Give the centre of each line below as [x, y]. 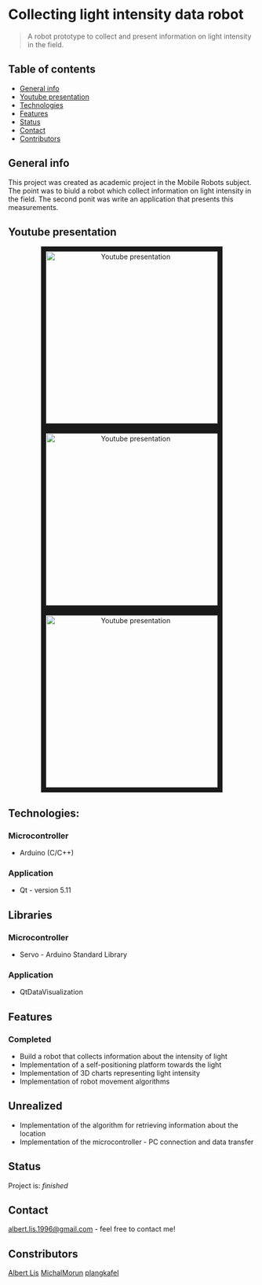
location [33, 1133]
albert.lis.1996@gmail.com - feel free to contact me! [92, 1229]
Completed [30, 1039]
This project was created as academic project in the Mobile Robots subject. [130, 182]
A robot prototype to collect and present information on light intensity [139, 36]
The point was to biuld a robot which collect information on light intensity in [130, 190]
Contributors [40, 138]
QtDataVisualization [51, 992]
